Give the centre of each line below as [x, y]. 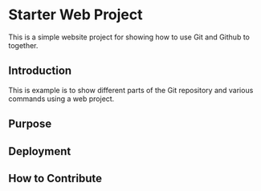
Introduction [40, 71]
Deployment [40, 151]
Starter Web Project [75, 15]
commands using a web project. [61, 99]
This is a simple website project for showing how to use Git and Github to [129, 37]
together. [23, 45]
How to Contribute [55, 178]
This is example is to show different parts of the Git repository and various [131, 90]
